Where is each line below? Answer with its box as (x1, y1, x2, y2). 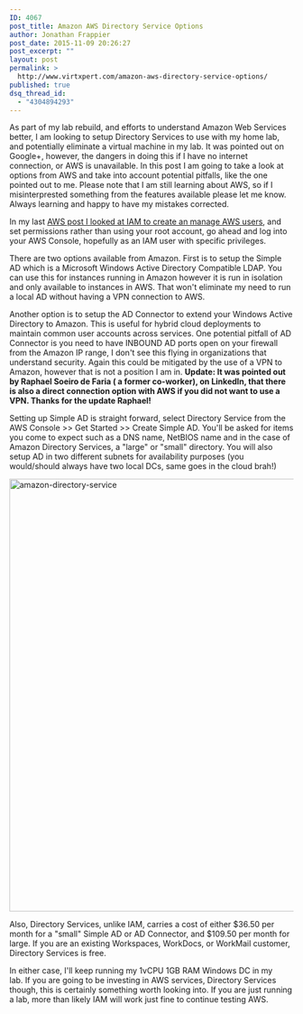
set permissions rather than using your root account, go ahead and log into (9, 226, 288, 237)
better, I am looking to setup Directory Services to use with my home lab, (9, 132, 280, 143)
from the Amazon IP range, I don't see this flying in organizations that (9, 347, 268, 358)
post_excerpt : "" (9, 47, 75, 56)
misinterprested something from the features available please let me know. (9, 189, 287, 200)
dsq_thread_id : (9, 89, 67, 98)
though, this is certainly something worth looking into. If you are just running (9, 984, 293, 995)
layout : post (9, 55, 59, 64)
